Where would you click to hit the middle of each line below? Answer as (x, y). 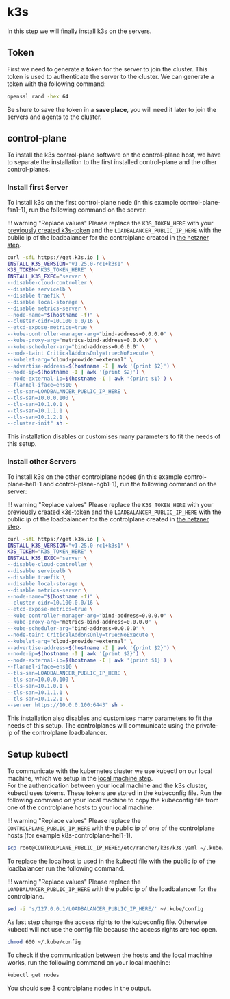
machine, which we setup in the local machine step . (80, 778)
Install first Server (38, 188)
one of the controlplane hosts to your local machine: (80, 807)
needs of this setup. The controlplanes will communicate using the (101, 726)
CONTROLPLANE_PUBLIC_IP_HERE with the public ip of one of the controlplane (111, 828)
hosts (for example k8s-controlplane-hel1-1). (70, 835)
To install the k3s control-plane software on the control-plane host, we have (114, 155)
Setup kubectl (38, 754)
